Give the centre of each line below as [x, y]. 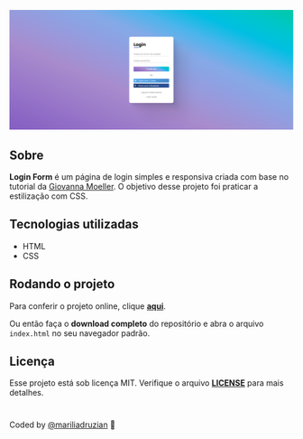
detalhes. [27, 393]
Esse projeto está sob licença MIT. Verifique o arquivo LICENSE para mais [147, 383]
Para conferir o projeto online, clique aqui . [88, 306]
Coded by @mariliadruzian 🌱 [62, 425]
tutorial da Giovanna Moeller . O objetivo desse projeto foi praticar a [134, 186]
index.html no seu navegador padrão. [80, 333]
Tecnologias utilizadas [74, 224]
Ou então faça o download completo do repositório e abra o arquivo [137, 323]
